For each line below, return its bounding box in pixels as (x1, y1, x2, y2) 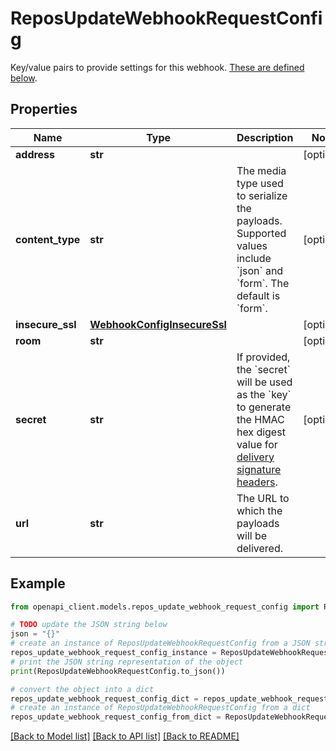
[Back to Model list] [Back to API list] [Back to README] (10, 730, 240, 742)
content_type (15, 232, 81, 246)
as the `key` (236, 387, 292, 401)
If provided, (236, 350, 291, 364)
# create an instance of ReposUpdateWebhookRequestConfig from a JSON (10, 638, 311, 649)
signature (236, 462, 282, 476)
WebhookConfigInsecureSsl (89, 317, 227, 331)
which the (236, 503, 283, 517)
